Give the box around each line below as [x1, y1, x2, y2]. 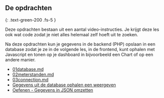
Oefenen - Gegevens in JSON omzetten [12, 87, 93, 93]
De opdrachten [5, 4, 52, 12]
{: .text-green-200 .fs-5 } [5, 17, 56, 23]
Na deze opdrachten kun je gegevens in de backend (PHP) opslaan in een [5, 41, 156, 47]
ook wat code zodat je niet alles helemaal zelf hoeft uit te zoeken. [5, 31, 138, 37]
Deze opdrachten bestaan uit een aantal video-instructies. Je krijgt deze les [5, 26, 160, 32]
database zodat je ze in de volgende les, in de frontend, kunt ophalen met [5, 46, 155, 52]
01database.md [12, 66, 44, 72]
